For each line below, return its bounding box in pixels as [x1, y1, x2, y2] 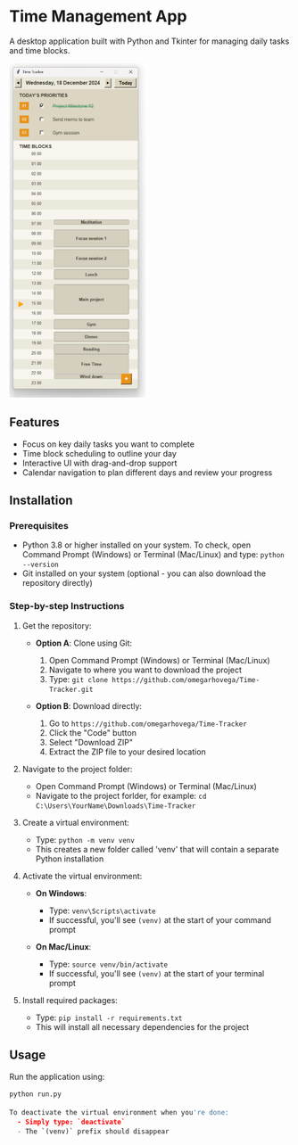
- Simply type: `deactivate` [17, 1117, 126, 1127]
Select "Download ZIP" [48, 737, 134, 747]
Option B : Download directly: [35, 700, 143, 711]
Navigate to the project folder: [21, 763, 133, 774]
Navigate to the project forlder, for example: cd [35, 790, 207, 801]
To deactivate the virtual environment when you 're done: [9, 1108, 229, 1117]
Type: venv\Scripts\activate [48, 905, 156, 916]
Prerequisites [9, 520, 69, 532]
